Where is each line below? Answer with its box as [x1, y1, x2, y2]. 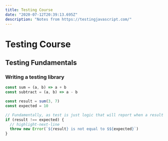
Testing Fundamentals [5, 58, 77, 67]
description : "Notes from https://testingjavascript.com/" [5, 17, 132, 22]
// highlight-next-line [10, 122, 60, 127]
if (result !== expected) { [5, 117, 65, 122]
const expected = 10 [5, 103, 49, 108]
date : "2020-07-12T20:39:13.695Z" [5, 12, 78, 17]
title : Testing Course [5, 7, 53, 13]
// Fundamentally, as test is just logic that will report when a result [5, 112, 164, 117]
